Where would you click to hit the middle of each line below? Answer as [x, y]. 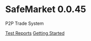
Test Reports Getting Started [35, 33]
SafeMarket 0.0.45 [46, 9]
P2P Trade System [25, 23]
